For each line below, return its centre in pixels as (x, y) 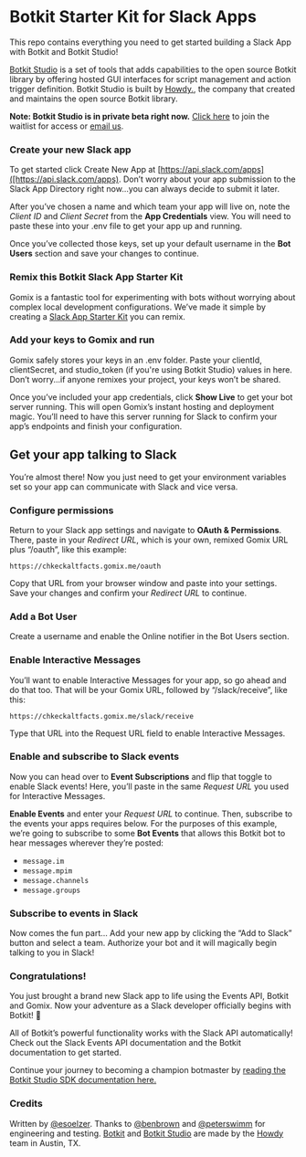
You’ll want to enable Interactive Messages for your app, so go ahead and (148, 680)
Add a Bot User (43, 616)
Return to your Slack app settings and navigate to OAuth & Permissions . (146, 530)
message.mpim (47, 871)
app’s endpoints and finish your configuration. (96, 426)
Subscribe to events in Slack (74, 913)
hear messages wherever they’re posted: (87, 843)
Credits (26, 1104)
